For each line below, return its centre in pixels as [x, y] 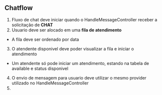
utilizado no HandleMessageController [50, 83]
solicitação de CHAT [32, 25]
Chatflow [19, 8]
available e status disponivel [40, 68]
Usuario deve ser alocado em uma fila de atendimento [67, 30]
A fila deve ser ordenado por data [45, 39]
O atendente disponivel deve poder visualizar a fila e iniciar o [73, 48]
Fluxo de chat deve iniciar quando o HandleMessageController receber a [84, 19]
